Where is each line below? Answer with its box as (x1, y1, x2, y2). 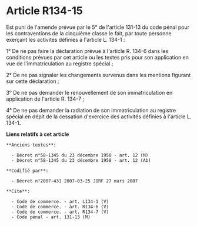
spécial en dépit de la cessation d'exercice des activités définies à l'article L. (6, 113, 192, 120)
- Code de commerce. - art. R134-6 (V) (11, 204, 109, 210)
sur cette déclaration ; (6, 78, 60, 85)
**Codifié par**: (6, 168, 49, 174)
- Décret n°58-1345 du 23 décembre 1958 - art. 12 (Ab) (11, 157, 151, 163)
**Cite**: (6, 188, 31, 194)
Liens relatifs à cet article (6, 131, 69, 138)
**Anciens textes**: (6, 142, 57, 148)
